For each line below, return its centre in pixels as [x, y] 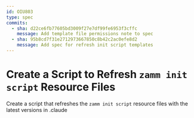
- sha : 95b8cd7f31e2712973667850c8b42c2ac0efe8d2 [74, 39]
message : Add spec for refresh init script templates [85, 45]
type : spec [20, 17]
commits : [17, 23]
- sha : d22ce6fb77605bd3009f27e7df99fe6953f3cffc [74, 28]
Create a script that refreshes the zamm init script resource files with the [97, 103]
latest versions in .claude [37, 110]
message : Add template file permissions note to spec [85, 34]
